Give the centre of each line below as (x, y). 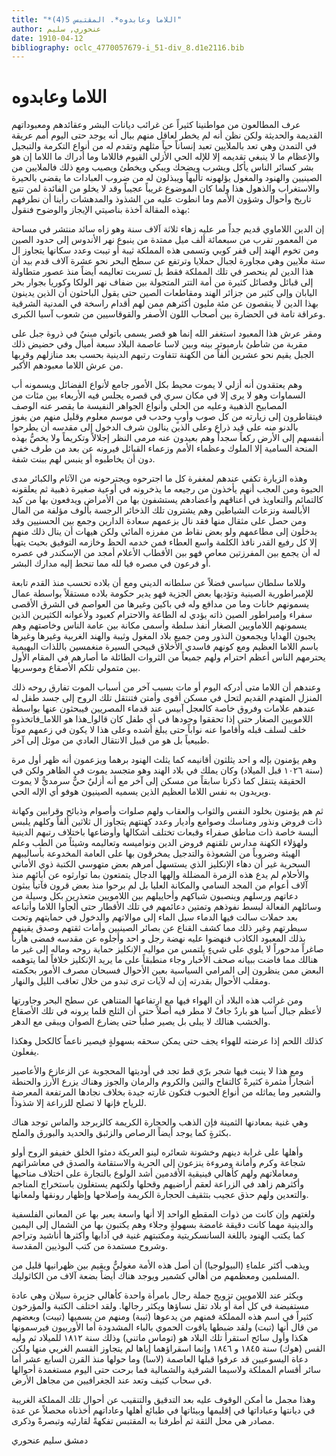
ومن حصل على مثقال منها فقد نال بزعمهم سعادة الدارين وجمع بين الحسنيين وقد (159, 521)
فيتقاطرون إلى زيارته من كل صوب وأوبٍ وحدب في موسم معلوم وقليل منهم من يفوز (167, 417)
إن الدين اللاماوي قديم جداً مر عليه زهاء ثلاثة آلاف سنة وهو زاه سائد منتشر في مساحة (168, 229)
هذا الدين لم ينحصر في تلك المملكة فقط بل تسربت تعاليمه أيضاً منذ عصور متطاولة (162, 272)
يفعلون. (25, 1052)
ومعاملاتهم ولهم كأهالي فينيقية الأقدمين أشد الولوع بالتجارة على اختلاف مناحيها (155, 1173)
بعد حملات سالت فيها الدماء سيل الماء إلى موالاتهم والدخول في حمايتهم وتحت (154, 917)
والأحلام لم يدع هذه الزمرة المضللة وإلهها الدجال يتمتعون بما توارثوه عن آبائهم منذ (160, 875)
